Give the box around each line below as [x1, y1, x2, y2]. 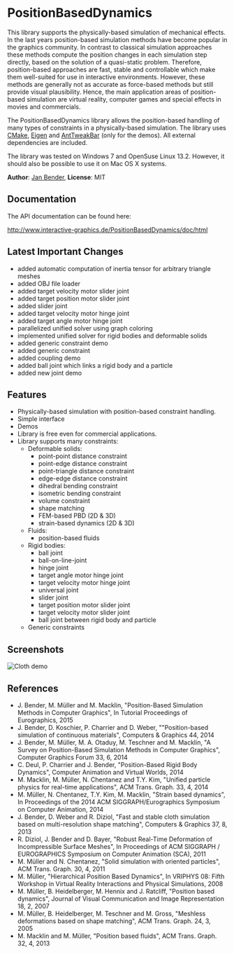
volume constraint [38, 497, 91, 505]
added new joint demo [17, 368, 82, 377]
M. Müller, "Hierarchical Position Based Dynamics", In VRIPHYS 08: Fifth [17, 872, 225, 880]
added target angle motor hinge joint [17, 317, 123, 325]
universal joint [38, 586, 79, 595]
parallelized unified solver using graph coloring [17, 324, 154, 332]
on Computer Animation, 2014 [17, 806, 104, 813]
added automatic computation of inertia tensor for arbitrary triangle [17, 264, 211, 272]
